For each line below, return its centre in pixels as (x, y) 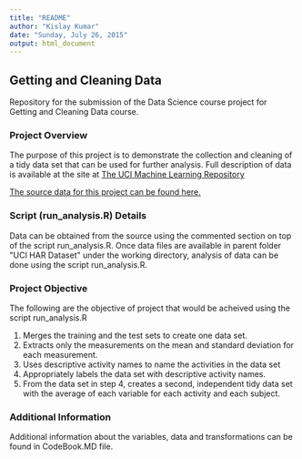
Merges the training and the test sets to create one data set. (135, 335)
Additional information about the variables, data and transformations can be (151, 437)
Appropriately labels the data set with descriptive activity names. (144, 373)
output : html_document (52, 43)
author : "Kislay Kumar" (55, 26)
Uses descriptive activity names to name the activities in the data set (151, 364)
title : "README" (40, 18)
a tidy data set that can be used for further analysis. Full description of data (151, 165)
